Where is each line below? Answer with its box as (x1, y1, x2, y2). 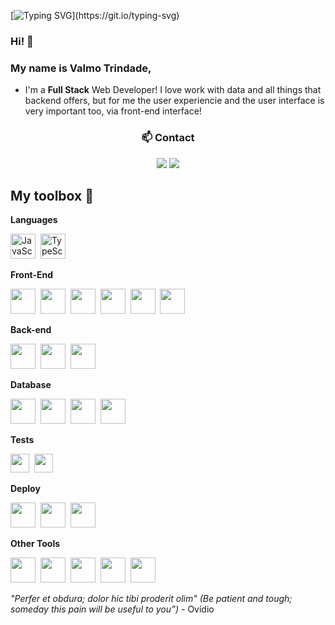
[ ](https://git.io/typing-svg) (10, 10, 180, 21)
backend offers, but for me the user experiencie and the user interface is (24, 95, 325, 107)
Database (10, 379, 52, 391)
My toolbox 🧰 (10, 187, 94, 204)
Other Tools (10, 538, 61, 550)
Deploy (10, 483, 41, 495)
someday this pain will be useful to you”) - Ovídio (10, 603, 215, 615)
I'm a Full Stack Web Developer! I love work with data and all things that (24, 84, 322, 96)
